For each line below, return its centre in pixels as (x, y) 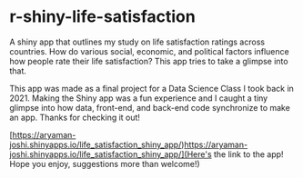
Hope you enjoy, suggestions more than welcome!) (105, 163)
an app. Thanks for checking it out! (75, 117)
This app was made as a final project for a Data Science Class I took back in (151, 88)
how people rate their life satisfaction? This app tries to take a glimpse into (149, 61)
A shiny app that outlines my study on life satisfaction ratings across (137, 42)
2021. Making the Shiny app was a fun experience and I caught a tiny (139, 98)
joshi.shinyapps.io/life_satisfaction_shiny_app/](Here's (111, 154)
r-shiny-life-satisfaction (102, 17)
